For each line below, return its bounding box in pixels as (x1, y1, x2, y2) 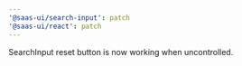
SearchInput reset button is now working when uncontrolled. (8, 46, 234, 57)
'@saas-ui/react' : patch (8, 22, 102, 31)
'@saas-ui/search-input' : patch (8, 13, 130, 23)
